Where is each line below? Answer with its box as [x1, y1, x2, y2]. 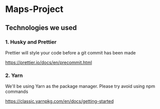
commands [5, 88, 28, 94]
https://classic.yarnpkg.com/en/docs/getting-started [5, 98, 114, 104]
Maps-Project [5, 3, 63, 15]
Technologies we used [5, 23, 77, 32]
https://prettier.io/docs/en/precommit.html [5, 59, 92, 65]
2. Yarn [5, 71, 23, 78]
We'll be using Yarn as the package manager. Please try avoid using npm [5, 83, 155, 89]
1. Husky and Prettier [5, 38, 56, 45]
